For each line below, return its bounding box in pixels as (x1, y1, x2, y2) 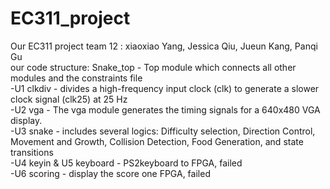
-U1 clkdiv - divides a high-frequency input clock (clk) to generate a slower (10, 82, 320, 94)
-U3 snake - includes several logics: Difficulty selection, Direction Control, (10, 125, 316, 137)
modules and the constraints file (10, 72, 143, 84)
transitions (10, 146, 54, 158)
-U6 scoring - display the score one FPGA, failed (10, 167, 211, 179)
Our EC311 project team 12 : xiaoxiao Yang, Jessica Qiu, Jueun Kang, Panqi (10, 40, 318, 52)
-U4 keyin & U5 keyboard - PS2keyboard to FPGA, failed (10, 157, 243, 169)
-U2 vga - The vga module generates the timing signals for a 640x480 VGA (10, 103, 321, 116)
